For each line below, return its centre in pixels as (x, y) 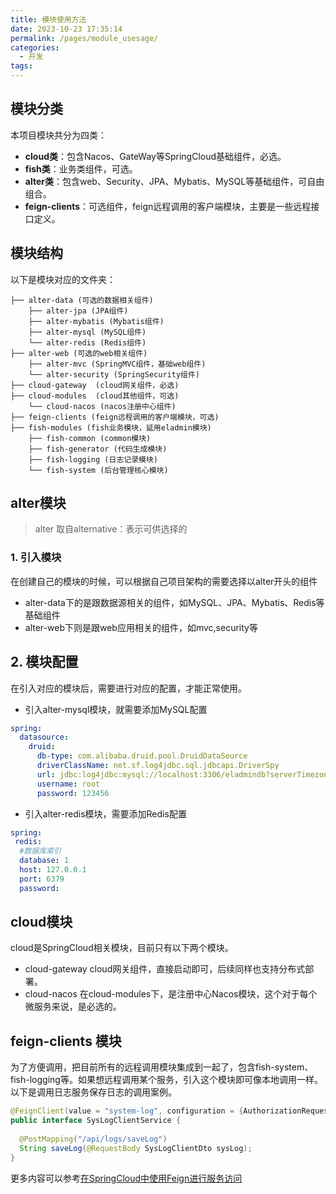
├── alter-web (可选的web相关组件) (79, 353)
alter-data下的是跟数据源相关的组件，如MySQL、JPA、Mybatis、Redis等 (174, 602)
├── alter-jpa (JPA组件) (78, 311)
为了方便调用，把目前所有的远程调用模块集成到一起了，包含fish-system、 (162, 1067)
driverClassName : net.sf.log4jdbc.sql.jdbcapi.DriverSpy (158, 766)
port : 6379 (42, 879)
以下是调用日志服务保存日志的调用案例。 (93, 1092)
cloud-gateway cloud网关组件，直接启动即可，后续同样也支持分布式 (165, 969)
